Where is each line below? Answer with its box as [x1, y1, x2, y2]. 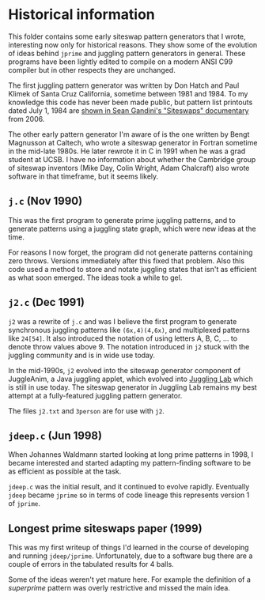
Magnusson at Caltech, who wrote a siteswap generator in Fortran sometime [8, 138, 258, 147]
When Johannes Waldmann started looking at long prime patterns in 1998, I [8, 450, 254, 459]
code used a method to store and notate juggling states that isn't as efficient [8, 264, 257, 274]
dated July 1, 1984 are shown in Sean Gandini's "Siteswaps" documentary [8, 105, 249, 115]
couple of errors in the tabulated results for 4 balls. [8, 560, 174, 569]
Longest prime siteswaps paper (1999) [8, 522, 203, 535]
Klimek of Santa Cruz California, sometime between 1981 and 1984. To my [8, 89, 248, 98]
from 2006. [8, 114, 45, 123]
